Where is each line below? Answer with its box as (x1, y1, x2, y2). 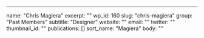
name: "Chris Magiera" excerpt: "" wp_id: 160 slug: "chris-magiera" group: (6, 12, 193, 19)
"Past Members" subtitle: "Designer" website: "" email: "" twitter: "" (6, 19, 175, 25)
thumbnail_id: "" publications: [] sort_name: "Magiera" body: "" (6, 25, 164, 32)
